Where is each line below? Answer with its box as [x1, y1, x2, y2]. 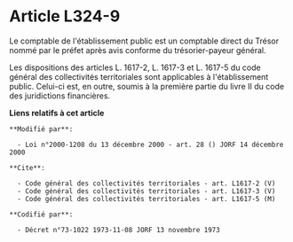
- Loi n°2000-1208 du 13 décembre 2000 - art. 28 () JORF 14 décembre [17, 140, 284, 149]
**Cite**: [9, 163, 46, 172]
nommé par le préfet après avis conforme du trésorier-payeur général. [9, 44, 266, 55]
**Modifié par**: [9, 124, 74, 134]
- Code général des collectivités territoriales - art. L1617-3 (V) [17, 186, 276, 196]
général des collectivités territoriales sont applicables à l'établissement [9, 71, 269, 82]
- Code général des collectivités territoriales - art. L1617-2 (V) [17, 179, 276, 188]
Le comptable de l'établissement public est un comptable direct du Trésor [9, 35, 280, 46]
